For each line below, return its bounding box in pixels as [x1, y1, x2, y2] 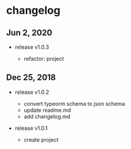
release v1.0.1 [14, 124, 48, 132]
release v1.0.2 [14, 88, 50, 96]
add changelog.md [23, 112, 71, 120]
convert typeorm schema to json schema [23, 100, 126, 107]
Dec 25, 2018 [6, 73, 56, 83]
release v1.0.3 [14, 43, 50, 50]
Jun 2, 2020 [6, 28, 53, 38]
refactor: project [23, 55, 64, 62]
